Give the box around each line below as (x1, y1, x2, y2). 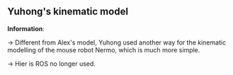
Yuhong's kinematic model (7, 6, 129, 18)
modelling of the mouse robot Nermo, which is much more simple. (7, 45, 200, 54)
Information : (7, 24, 45, 33)
